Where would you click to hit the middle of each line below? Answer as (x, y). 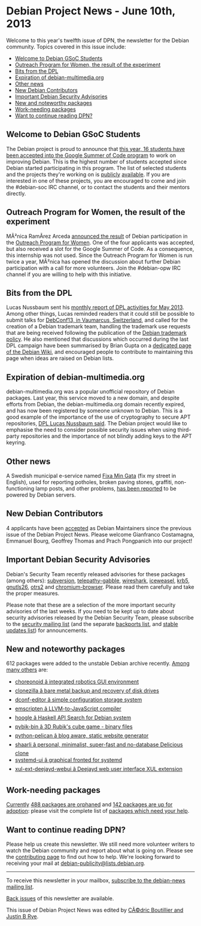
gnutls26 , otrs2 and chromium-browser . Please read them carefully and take (100, 587)
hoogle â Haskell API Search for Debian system (73, 718)
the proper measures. (33, 593)
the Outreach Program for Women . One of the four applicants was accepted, (100, 242)
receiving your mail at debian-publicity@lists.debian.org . (76, 863)
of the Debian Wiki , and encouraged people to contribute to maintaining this (100, 352)
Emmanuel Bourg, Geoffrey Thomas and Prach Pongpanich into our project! (99, 541)
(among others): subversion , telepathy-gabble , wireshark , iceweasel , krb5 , (98, 580)
